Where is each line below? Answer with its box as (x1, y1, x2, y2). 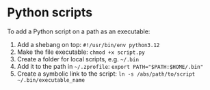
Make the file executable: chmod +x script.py (16, 48, 145, 56)
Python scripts (7, 5, 93, 20)
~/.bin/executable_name (16, 76, 86, 83)
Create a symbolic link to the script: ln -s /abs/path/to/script (16, 70, 196, 78)
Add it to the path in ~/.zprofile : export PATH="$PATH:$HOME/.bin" (16, 62, 204, 70)
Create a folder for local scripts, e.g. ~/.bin (16, 55, 139, 63)
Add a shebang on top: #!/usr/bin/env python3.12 (16, 40, 160, 48)
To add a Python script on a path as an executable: (7, 27, 150, 35)
